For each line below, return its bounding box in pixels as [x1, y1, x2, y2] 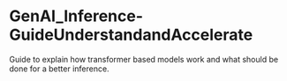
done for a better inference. [9, 63, 110, 74]
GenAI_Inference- [9, 6, 144, 26]
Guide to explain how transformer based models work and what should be [9, 54, 279, 64]
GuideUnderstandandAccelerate [9, 25, 253, 45]
